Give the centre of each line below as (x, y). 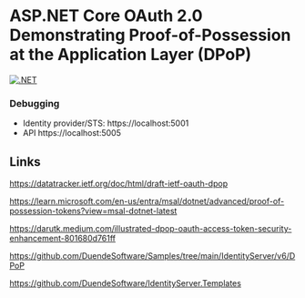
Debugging (35, 103)
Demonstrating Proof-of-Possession (150, 35)
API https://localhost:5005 (71, 133)
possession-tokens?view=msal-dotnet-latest (93, 211)
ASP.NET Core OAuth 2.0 (106, 16)
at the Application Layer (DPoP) (131, 55)
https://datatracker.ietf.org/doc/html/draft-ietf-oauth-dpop (119, 184)
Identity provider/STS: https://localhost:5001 (106, 123)
